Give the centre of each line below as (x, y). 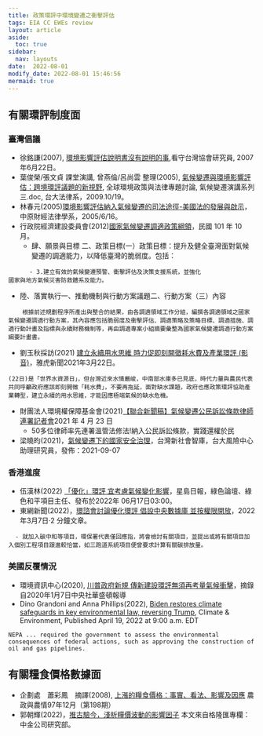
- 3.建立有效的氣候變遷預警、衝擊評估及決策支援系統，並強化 (115, 272)
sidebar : (22, 52)
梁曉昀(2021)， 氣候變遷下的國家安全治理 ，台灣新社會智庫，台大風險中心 (136, 441)
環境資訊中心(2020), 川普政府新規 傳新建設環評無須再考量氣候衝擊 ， (130, 585)
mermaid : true (31, 81)
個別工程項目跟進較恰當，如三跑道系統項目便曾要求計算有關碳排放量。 (110, 545)
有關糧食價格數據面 (55, 674)
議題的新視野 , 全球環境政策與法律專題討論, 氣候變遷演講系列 (158, 187)
